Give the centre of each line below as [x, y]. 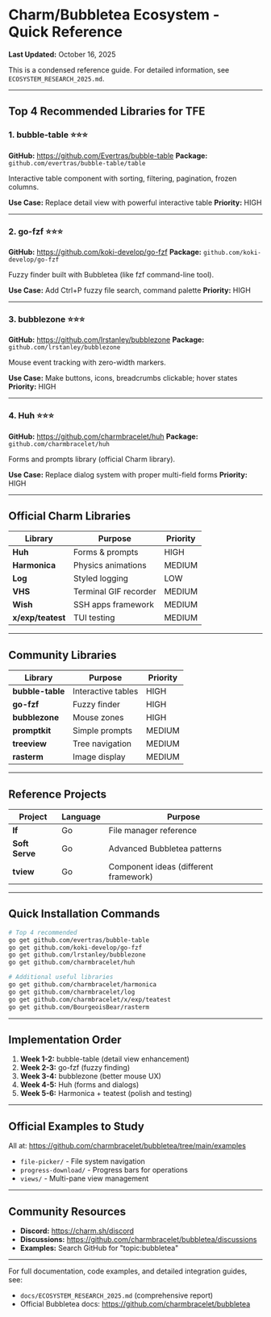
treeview [29, 744]
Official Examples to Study [77, 1126]
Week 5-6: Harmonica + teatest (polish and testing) [106, 1094]
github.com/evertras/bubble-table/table [77, 163]
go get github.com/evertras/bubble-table [79, 940]
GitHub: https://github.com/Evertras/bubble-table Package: [108, 156]
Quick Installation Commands [84, 914]
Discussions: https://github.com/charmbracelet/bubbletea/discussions [138, 1239]
